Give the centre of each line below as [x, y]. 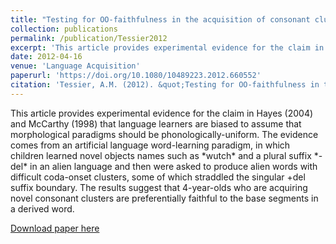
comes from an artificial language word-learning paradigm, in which [150, 145]
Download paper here [55, 228]
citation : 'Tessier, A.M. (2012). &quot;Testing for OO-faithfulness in [165, 85]
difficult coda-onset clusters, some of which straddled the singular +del [158, 177]
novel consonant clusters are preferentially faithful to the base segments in [164, 198]
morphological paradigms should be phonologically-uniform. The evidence [164, 134]
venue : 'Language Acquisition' [75, 66]
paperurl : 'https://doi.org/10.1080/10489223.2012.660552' [136, 76]
